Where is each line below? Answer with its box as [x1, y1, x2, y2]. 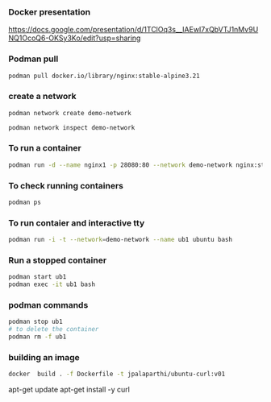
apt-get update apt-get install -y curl [8, 385, 131, 395]
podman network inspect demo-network [8, 123, 135, 131]
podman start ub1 [8, 273, 67, 281]
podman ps [8, 198, 42, 206]
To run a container [8, 143, 82, 154]
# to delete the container [8, 325, 99, 334]
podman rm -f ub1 [8, 333, 67, 341]
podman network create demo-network [8, 109, 131, 117]
